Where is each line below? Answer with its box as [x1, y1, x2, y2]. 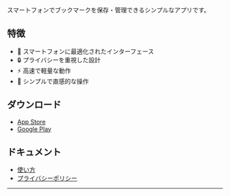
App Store [16, 117, 46, 126]
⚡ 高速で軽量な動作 [16, 66, 71, 74]
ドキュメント [7, 146, 62, 158]
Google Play [16, 125, 51, 133]
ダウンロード [7, 99, 62, 111]
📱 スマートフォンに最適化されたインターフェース [16, 47, 154, 55]
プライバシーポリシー [16, 174, 77, 182]
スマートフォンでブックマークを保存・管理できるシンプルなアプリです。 [7, 6, 210, 14]
